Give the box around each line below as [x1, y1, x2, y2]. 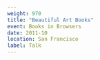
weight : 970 [7, 10, 41, 17]
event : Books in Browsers [7, 23, 81, 30]
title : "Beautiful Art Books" [7, 17, 94, 23]
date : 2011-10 [7, 29, 48, 37]
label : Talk [7, 42, 41, 49]
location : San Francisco [7, 36, 79, 43]
